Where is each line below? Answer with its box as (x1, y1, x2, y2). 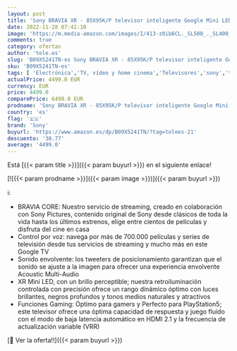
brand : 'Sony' (7, 121, 49, 129)
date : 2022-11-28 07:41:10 (7, 23, 87, 30)
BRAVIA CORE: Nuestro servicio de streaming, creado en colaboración (17, 202, 222, 211)
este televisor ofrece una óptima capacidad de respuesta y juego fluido (17, 307, 226, 316)
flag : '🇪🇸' (7, 115, 42, 122)
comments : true (7, 37, 52, 44)
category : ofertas (7, 43, 61, 50)
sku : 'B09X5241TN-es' (7, 63, 71, 70)
